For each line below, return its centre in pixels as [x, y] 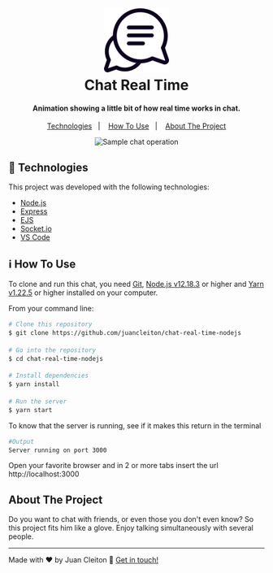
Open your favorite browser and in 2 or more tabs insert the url [113, 466]
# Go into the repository [52, 350]
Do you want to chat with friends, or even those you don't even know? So [131, 519]
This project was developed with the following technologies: [109, 187]
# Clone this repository [50, 324]
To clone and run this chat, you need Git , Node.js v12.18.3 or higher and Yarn [136, 284]
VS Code [35, 237]
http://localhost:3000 [44, 474]
